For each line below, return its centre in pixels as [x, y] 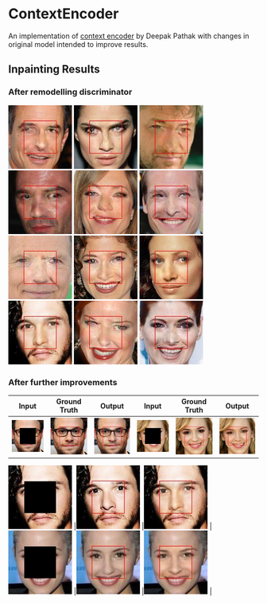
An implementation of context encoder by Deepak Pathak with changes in [129, 36]
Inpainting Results [54, 70]
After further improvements [63, 382]
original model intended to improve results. [78, 44]
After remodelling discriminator [70, 92]
